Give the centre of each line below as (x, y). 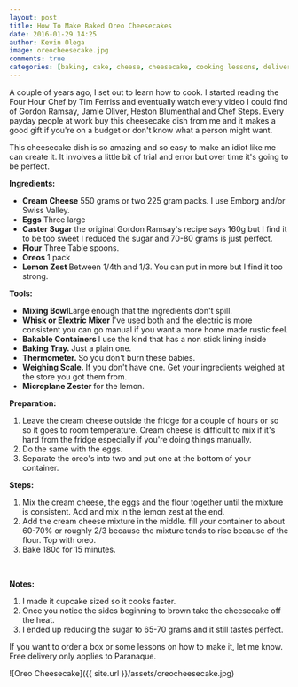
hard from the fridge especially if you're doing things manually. (137, 439)
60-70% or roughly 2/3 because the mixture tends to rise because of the (155, 531)
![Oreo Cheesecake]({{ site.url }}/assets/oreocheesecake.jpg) (122, 673)
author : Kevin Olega (47, 42)
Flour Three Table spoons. (71, 248)
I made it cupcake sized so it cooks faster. (99, 601)
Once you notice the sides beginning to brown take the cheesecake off (152, 611)
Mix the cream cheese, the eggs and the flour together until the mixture (153, 502)
